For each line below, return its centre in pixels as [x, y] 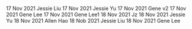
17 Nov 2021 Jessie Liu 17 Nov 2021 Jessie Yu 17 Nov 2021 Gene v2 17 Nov [96, 8]
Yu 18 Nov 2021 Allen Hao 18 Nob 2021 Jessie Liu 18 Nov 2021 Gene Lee [93, 21]
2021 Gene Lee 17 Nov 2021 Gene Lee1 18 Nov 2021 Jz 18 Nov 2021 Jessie [96, 14]
